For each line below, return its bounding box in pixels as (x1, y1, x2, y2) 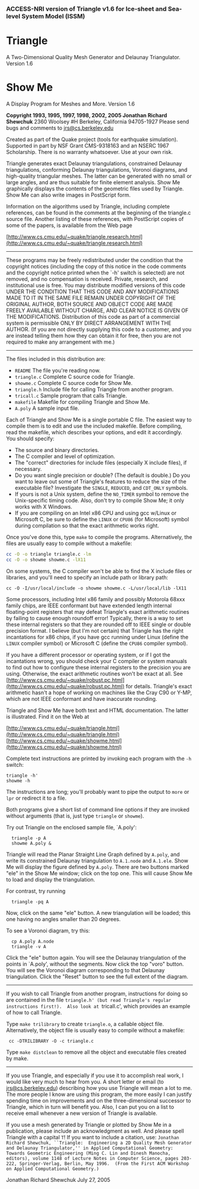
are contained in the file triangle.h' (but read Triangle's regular (6, 996, 172, 1003)
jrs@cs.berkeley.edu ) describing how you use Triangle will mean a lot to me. (6, 1084, 192, 1091)
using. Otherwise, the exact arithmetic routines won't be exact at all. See (6, 670, 183, 677)
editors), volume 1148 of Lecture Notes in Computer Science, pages (6, 1155, 179, 1161)
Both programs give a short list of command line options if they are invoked (6, 806, 190, 813)
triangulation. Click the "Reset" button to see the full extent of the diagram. (6, 973, 188, 980)
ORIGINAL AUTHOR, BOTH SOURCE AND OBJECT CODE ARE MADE (6, 300, 174, 307)
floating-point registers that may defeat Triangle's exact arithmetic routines (6, 608, 190, 615)
